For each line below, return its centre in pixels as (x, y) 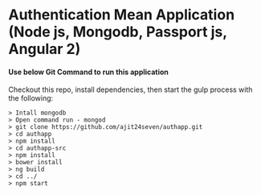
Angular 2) (45, 49)
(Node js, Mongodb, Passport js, (118, 32)
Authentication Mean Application (122, 15)
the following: (31, 98)
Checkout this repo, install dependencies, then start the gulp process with (130, 89)
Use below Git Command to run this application (88, 72)
